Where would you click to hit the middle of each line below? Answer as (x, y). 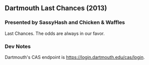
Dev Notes (18, 46)
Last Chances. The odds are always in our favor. (55, 33)
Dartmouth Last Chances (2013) (56, 8)
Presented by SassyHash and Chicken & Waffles (65, 22)
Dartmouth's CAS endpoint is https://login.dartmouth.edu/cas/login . (75, 57)
